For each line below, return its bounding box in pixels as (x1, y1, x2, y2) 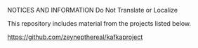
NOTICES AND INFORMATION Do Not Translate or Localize (7, 6, 178, 14)
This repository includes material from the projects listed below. (7, 19, 192, 27)
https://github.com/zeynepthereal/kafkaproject (7, 33, 143, 41)
